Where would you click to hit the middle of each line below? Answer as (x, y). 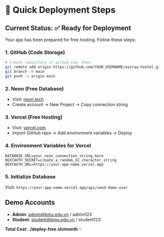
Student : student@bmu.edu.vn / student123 (56, 219)
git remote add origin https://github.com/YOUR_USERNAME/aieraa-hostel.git (84, 67)
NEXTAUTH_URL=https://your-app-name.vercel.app (54, 164)
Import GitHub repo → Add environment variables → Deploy (72, 133)
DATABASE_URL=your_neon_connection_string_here (54, 156)
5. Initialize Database (31, 176)
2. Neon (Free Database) (35, 88)
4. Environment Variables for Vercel (48, 146)
